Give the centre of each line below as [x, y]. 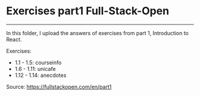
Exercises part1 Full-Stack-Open [88, 11]
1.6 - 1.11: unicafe [35, 69]
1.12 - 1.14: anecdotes [40, 75]
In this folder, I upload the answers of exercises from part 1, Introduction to [98, 33]
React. [14, 39]
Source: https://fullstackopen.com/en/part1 [59, 86]
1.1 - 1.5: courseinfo [38, 62]
